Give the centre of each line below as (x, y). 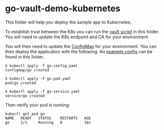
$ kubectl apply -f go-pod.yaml (38, 78)
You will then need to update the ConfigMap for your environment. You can (81, 46)
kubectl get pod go (25, 114)
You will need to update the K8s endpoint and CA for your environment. (77, 37)
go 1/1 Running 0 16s (48, 122)
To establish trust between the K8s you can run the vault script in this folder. (82, 31)
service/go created (25, 96)
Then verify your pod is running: (38, 105)
